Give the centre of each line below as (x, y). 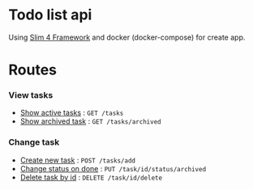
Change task (34, 142)
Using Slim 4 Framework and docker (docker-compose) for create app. (127, 37)
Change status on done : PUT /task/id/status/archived (113, 168)
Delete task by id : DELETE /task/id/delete (91, 177)
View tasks (31, 95)
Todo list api (50, 15)
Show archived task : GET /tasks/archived (90, 121)
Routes (32, 70)
